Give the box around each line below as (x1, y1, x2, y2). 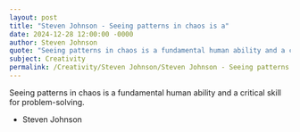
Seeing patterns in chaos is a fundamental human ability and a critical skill (9, 87, 281, 98)
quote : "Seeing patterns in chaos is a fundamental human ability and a (9, 46, 286, 55)
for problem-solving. (9, 96, 85, 107)
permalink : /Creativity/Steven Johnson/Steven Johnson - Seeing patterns (9, 63, 290, 72)
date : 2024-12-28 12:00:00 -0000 (9, 29, 134, 38)
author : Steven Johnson (9, 37, 98, 47)
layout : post (9, 12, 58, 22)
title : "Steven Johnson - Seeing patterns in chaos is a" (9, 21, 229, 30)
